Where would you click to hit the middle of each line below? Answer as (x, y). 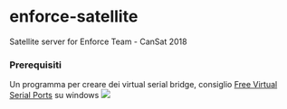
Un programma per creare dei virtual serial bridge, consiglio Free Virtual (143, 85)
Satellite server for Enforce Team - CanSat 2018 (98, 41)
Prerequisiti (35, 65)
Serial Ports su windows (54, 95)
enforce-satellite (74, 17)
